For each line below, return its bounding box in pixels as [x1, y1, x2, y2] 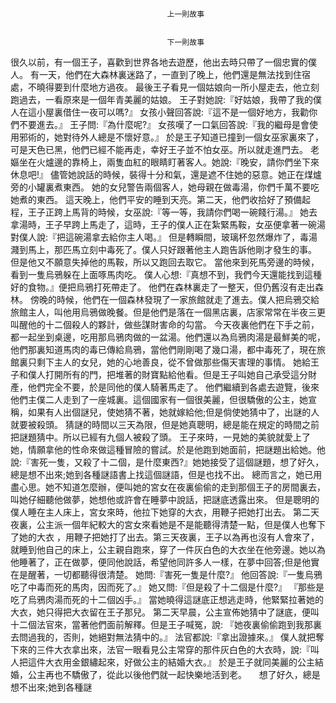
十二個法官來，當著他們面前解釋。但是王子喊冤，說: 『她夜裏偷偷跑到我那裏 [10, 619, 322, 630]
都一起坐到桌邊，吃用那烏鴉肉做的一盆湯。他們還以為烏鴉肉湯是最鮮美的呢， [10, 331, 326, 343]
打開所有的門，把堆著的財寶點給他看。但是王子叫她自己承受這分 [44, 369, 308, 380]
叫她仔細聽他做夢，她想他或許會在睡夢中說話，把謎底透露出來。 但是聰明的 [10, 494, 320, 505]
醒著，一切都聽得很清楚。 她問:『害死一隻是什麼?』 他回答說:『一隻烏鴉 [27, 569, 323, 580]
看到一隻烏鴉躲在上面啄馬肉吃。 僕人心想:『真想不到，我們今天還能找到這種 [10, 269, 322, 280]
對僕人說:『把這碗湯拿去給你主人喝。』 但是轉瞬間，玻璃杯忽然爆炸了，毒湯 [10, 231, 318, 243]
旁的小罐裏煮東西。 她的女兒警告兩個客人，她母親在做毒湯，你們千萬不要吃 [10, 181, 320, 193]
